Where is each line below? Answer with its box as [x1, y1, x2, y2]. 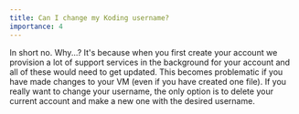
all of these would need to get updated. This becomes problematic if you [9, 66, 283, 78]
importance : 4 [9, 22, 64, 31]
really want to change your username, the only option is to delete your [9, 86, 274, 97]
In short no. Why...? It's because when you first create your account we [9, 47, 278, 57]
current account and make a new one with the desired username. [9, 95, 256, 106]
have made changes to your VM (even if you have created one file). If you [9, 76, 286, 87]
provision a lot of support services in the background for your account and [9, 57, 291, 67]
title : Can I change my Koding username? [9, 13, 170, 23]
